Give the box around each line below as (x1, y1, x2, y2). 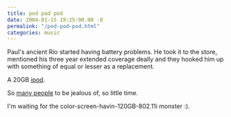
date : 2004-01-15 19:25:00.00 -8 (7, 16, 103, 23)
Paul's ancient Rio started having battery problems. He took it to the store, (7, 48, 217, 56)
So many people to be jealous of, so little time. (7, 89, 139, 97)
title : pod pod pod (7, 10, 63, 17)
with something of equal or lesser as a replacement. (7, 62, 155, 70)
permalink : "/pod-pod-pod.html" (7, 23, 100, 29)
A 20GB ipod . (7, 76, 46, 84)
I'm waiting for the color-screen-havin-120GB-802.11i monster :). (7, 102, 190, 110)
